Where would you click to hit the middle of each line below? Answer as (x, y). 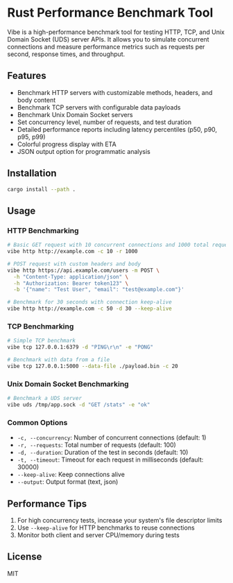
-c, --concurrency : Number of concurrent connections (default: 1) (112, 437)
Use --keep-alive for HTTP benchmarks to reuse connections (106, 528)
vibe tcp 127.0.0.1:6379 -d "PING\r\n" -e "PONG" (80, 347)
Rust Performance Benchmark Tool (110, 13)
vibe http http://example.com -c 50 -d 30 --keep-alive (89, 309)
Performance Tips (47, 504)
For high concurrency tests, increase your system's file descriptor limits (120, 520)
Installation (32, 174)
